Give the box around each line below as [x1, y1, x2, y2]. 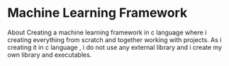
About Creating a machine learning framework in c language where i [7, 28, 207, 37]
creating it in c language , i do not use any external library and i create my [7, 43, 222, 51]
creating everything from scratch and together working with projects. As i [7, 35, 222, 44]
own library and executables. [7, 51, 92, 59]
